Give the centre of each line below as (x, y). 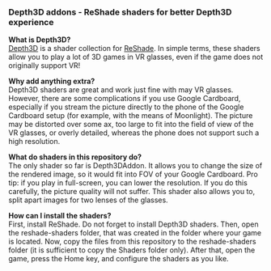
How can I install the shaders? (60, 216)
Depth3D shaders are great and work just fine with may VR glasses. (121, 90)
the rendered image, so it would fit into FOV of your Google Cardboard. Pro (133, 174)
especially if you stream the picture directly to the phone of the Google (126, 107)
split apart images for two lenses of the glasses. (88, 200)
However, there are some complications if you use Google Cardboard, (125, 99)
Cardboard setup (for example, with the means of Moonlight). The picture (131, 116)
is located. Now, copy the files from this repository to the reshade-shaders (132, 242)
